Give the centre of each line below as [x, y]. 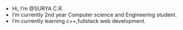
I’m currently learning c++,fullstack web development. [79, 21]
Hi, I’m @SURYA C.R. [37, 9]
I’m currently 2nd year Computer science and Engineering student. [94, 15]
